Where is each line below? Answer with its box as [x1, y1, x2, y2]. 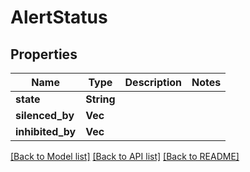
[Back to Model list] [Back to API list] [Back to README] [10, 151, 240, 162]
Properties [10, 46, 78, 63]
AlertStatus [10, 6, 108, 29]
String [85, 92, 116, 106]
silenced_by [15, 109, 75, 122]
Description [124, 76, 182, 89]
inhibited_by [15, 125, 77, 138]
